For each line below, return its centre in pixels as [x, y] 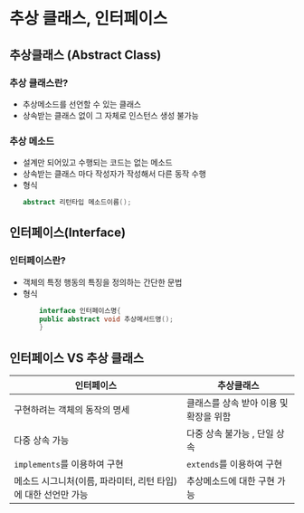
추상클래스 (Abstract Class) [85, 55]
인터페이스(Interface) [68, 233]
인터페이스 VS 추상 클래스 [77, 358]
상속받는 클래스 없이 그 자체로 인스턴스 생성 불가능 [110, 115]
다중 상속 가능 [42, 441]
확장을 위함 [209, 417]
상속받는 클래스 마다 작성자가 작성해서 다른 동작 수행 [114, 174]
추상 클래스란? [39, 82]
